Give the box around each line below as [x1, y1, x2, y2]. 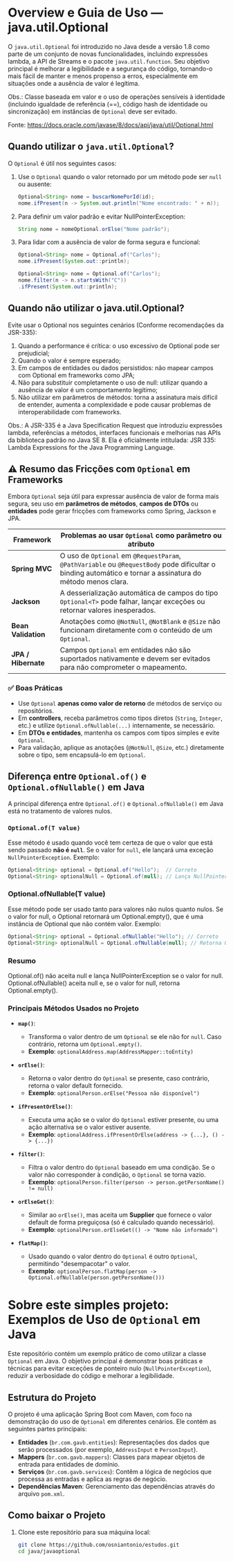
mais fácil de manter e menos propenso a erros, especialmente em [8, 71, 198, 80]
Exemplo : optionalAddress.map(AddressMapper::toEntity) [28, 1047, 194, 1056]
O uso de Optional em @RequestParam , [59, 551, 182, 561]
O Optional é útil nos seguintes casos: [8, 159, 117, 167]
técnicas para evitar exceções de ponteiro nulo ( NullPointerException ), [8, 1364, 212, 1372]
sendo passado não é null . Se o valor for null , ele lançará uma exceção [8, 845, 214, 854]
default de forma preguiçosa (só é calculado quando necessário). [28, 1218, 215, 1226]
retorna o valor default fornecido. [28, 1081, 123, 1090]
